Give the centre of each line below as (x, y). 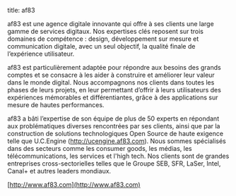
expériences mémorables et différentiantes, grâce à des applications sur (113, 97)
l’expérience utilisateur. (41, 54)
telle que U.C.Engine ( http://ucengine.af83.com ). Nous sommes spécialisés (117, 141)
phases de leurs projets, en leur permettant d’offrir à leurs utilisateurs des (114, 90)
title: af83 (21, 10)
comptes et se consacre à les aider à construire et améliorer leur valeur (111, 75)
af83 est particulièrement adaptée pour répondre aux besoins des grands (114, 67)
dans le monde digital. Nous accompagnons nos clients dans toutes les (111, 82)
